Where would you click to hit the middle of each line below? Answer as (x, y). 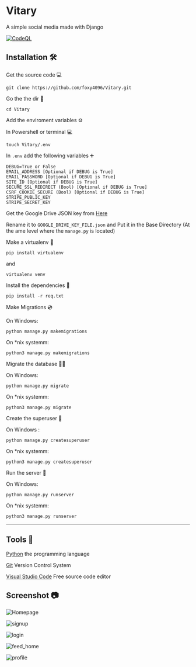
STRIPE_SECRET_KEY (28, 202)
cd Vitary (18, 109)
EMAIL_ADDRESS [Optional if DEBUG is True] (60, 172)
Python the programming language (48, 554)
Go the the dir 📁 (25, 98)
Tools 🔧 (20, 540)
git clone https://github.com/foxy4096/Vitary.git (69, 88)
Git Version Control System (38, 565)
